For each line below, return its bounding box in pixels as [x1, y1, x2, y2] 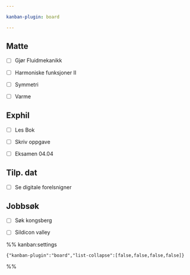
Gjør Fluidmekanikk [14, 57, 62, 64]
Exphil [6, 111, 30, 121]
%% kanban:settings [6, 240, 58, 248]
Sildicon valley [14, 229, 50, 236]
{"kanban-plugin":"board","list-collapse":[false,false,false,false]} [6, 252, 185, 258]
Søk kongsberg [14, 217, 52, 224]
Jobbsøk [6, 201, 40, 211]
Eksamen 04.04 [14, 150, 53, 157]
